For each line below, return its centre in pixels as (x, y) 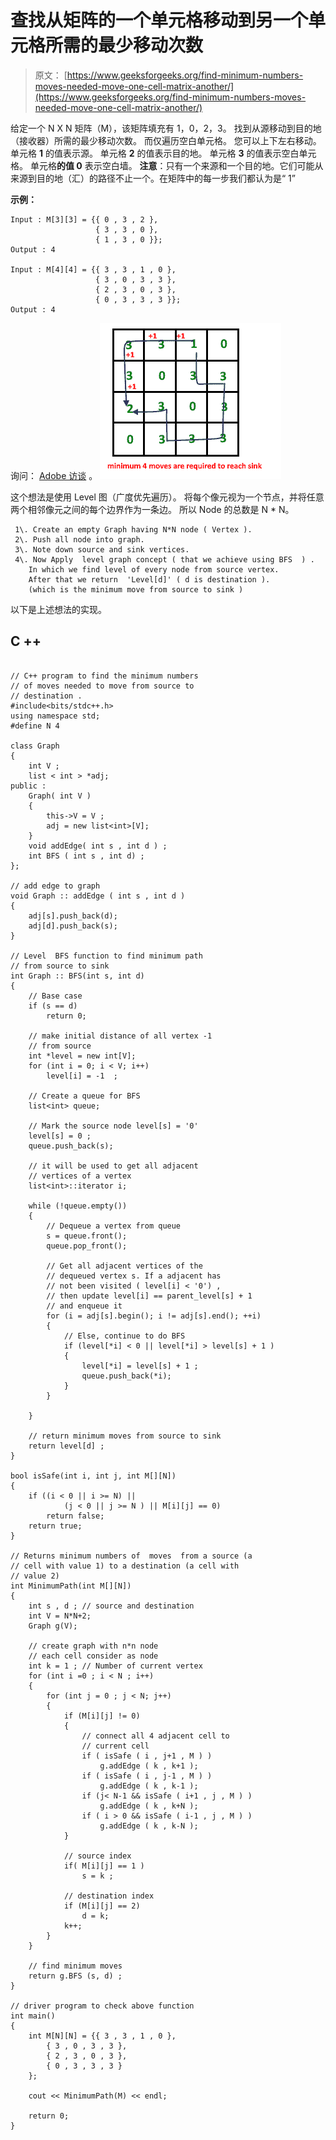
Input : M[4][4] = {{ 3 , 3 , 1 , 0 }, (93, 269)
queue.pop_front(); (87, 1246)
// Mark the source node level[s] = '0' (113, 1126)
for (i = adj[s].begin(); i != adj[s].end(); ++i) (154, 1316)
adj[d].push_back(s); (73, 926)
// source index (97, 1856)
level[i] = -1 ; (82, 1076)
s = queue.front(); (87, 1236)
